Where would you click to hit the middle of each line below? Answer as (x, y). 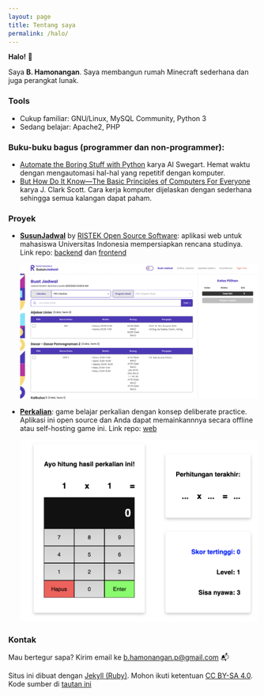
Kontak (23, 639)
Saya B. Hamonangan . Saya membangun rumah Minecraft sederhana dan (128, 72)
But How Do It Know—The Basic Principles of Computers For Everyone (135, 181)
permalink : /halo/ (38, 33)
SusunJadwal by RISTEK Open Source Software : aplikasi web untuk (131, 236)
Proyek (22, 218)
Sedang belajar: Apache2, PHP (70, 127)
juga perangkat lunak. (43, 81)
